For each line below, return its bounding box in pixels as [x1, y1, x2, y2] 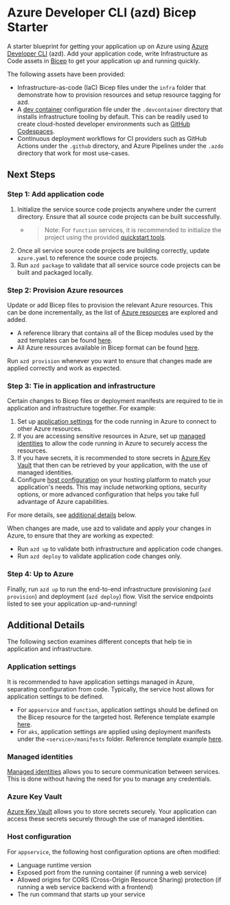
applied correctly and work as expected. [7, 364, 122, 372]
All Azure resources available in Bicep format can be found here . [16, 343, 200, 352]
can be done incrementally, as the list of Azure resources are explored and [7, 308, 218, 317]
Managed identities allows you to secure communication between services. [7, 767, 220, 775]
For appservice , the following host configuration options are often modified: [7, 847, 220, 856]
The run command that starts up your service [16, 890, 146, 898]
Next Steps [7, 169, 56, 181]
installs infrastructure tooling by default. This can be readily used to [16, 112, 209, 121]
